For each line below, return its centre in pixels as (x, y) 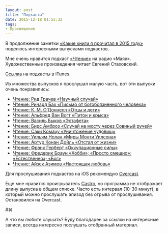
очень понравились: (27, 89)
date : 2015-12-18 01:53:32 (34, 19)
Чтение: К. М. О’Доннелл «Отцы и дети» (56, 110)
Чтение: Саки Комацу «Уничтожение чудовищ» (64, 132)
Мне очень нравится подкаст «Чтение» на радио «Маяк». (68, 59)
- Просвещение (20, 29)
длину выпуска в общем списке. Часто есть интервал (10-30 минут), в (82, 189)
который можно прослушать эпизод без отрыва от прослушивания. (79, 194)
